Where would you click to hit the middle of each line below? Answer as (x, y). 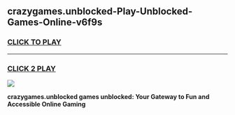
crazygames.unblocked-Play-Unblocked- (100, 11)
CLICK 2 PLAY (31, 68)
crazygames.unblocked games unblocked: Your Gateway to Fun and (108, 96)
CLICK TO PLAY (34, 43)
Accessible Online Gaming (47, 104)
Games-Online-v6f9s (55, 23)
